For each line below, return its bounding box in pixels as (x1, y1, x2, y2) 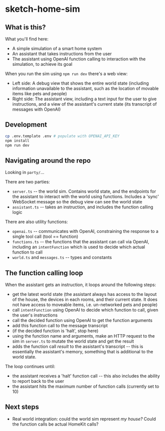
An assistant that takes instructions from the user (12, 51, 112, 57)
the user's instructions (12, 312, 58, 318)
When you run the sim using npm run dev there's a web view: (5, 71, 128, 77)
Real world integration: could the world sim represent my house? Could (12, 416, 156, 422)
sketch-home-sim (5, 3, 80, 15)
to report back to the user (12, 378, 64, 384)
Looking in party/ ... (5, 170, 45, 175)
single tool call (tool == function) (12, 233, 79, 239)
